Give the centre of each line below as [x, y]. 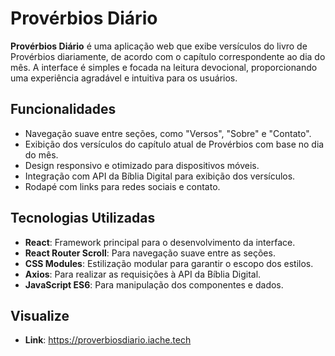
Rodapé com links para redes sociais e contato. [122, 186]
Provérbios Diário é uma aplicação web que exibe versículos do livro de [159, 46]
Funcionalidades [63, 109]
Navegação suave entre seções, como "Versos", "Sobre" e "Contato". [168, 133]
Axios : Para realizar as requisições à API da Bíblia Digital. [143, 274]
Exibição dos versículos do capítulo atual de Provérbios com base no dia [174, 144]
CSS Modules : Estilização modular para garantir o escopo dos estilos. [169, 263]
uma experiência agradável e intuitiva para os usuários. [124, 78]
